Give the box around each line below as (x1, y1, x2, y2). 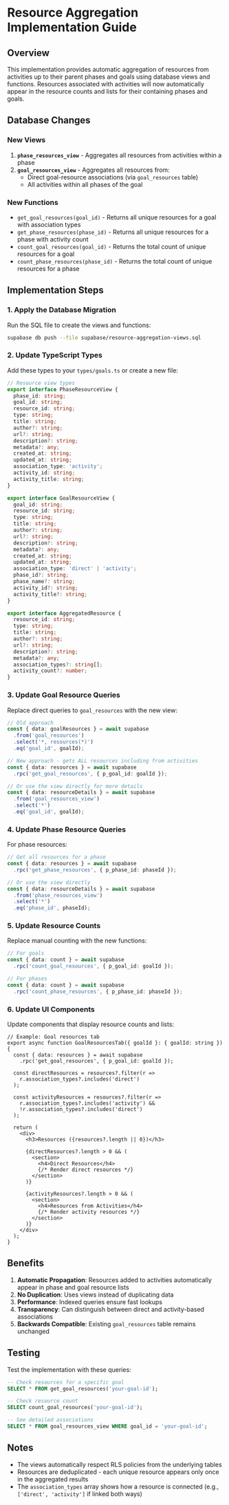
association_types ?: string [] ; (13, 661, 103, 668)
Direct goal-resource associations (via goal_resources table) (27, 173, 199, 181)
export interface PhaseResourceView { (7, 386, 118, 393)
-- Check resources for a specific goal (7, 1379, 125, 1386)
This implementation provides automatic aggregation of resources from (7, 66, 210, 73)
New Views (7, 135, 46, 145)
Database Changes (7, 115, 91, 126)
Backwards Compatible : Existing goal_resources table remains (17, 1319, 196, 1328)
